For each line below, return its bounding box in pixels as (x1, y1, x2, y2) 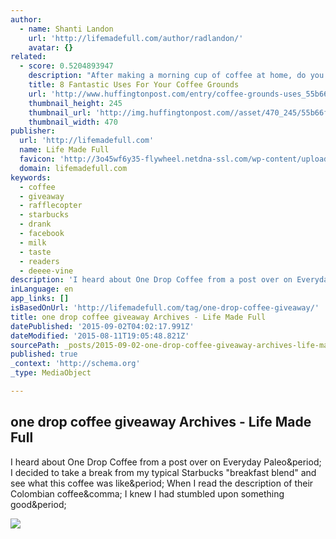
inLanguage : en (10, 284, 74, 295)
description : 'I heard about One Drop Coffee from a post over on (10, 275, 293, 285)
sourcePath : (10, 340, 60, 350)
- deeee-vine (19, 266, 74, 276)
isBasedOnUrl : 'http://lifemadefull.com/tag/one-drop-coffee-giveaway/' (10, 303, 320, 313)
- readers (19, 256, 60, 266)
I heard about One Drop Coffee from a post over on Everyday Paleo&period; (10, 456, 322, 468)
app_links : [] (10, 294, 70, 304)
